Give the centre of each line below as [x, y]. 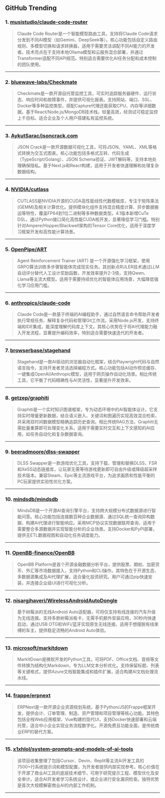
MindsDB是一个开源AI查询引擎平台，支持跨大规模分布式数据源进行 [84, 511]
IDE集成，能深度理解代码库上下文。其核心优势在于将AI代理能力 [89, 327]
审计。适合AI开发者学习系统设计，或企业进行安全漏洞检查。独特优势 [90, 779]
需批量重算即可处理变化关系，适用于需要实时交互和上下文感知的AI [84, 428]
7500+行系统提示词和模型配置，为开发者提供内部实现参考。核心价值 [86, 766]
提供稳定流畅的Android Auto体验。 [74, 630]
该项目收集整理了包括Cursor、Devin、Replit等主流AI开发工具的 [81, 761]
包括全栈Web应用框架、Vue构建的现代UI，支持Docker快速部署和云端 [87, 719]
